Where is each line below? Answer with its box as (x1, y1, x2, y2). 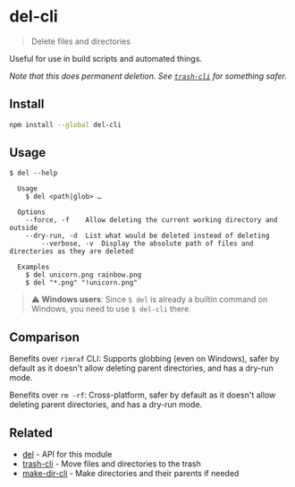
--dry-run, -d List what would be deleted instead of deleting (25, 231, 270, 241)
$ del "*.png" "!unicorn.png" (25, 278, 139, 287)
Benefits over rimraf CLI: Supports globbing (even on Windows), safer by (9, 354, 280, 364)
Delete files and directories (30, 36, 131, 47)
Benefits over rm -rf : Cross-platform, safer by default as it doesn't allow (9, 389, 276, 400)
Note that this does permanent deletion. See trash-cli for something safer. (9, 70, 288, 81)
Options (17, 208, 46, 217)
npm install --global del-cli (9, 120, 122, 129)
